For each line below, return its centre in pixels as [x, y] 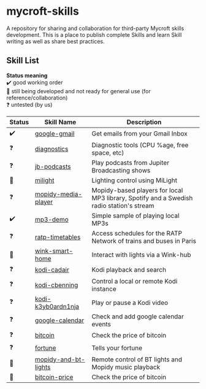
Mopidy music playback [126, 367]
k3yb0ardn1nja [57, 306]
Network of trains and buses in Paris [144, 241]
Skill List [23, 60]
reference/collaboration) [37, 98]
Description [144, 122]
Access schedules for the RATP [137, 233]
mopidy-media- [59, 194]
